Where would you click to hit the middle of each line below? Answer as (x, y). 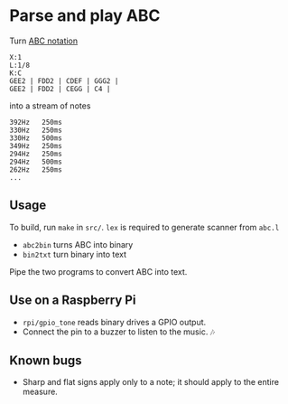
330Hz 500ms (36, 138)
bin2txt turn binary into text (74, 254)
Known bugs (46, 360)
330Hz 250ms (36, 130)
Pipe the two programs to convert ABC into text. (98, 271)
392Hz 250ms (36, 122)
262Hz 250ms (36, 169)
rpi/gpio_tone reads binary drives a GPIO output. (114, 322)
